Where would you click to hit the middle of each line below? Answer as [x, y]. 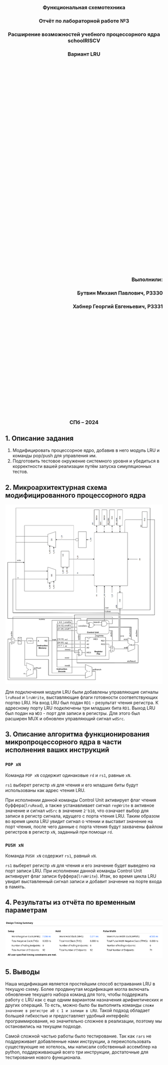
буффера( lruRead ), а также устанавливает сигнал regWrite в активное [80, 805]
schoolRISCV [84, 41]
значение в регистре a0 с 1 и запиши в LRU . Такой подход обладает [77, 1010]
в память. [15, 887]
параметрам [26, 910]
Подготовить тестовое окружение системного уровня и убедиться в [86, 461]
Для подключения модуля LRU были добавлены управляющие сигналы [82, 692]
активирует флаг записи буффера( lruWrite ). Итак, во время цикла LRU [81, 876]
